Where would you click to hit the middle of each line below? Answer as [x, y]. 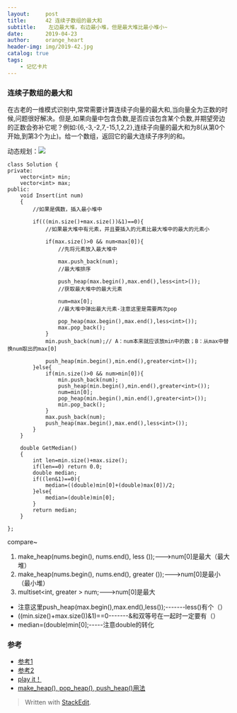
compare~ [22, 541]
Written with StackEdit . [58, 702]
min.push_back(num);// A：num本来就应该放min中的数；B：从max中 [134, 341]
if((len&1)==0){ [57, 479]
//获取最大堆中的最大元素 [90, 289]
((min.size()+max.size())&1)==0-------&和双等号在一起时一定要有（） [118, 616]
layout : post [33, 14]
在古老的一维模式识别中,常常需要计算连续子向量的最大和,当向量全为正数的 [115, 109]
